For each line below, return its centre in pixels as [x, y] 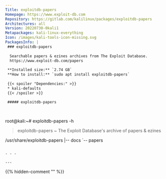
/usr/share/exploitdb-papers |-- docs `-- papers [54, 140]
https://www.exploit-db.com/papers [46, 61]
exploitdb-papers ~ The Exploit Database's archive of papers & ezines [89, 131]
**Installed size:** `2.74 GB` [40, 70]
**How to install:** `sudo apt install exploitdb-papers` [69, 75]
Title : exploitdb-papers [31, 10]
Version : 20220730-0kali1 [32, 28]
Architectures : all [25, 24]
